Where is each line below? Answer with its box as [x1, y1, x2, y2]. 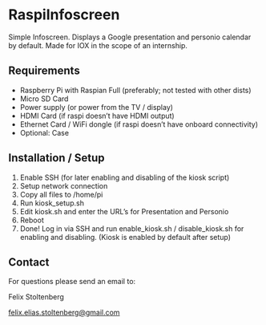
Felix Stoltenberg [8, 292, 64, 302]
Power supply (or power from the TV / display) [19, 102, 174, 112]
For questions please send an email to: [8, 277, 136, 286]
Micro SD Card [19, 94, 69, 104]
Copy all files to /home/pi [19, 189, 103, 199]
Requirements [8, 64, 80, 78]
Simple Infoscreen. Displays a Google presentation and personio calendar [8, 32, 252, 42]
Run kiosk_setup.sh [19, 198, 84, 208]
